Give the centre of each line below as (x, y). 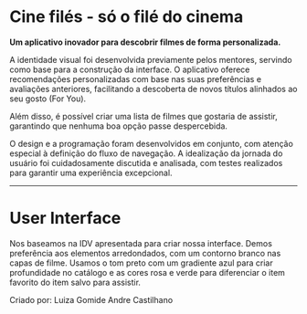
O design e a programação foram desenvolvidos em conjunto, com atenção (152, 143)
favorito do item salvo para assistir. (75, 282)
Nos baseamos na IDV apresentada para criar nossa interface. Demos (141, 243)
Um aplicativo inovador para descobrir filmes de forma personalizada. (145, 42)
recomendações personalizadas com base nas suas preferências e (136, 78)
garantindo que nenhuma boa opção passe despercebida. (119, 126)
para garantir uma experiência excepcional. (91, 173)
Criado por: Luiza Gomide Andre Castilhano (91, 299)
